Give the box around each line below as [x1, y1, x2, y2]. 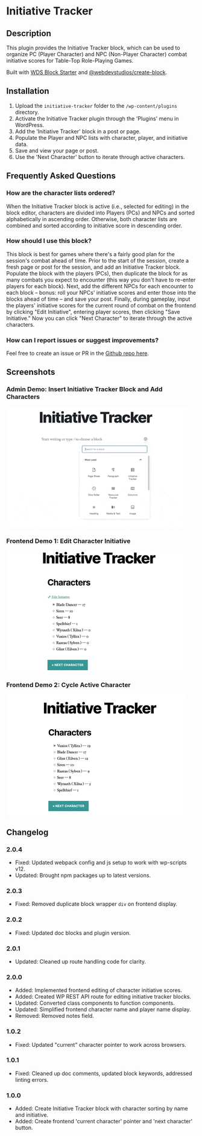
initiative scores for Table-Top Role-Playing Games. [6, 57, 134, 64]
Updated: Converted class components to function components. [14, 999, 175, 1007]
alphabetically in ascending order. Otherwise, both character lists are [6, 215, 178, 222]
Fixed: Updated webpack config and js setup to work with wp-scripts [14, 859, 187, 866]
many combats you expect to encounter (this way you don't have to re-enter [6, 276, 196, 283]
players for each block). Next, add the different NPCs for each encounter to [6, 282, 194, 290]
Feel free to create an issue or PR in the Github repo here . [6, 350, 150, 357]
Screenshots [6, 367, 55, 377]
